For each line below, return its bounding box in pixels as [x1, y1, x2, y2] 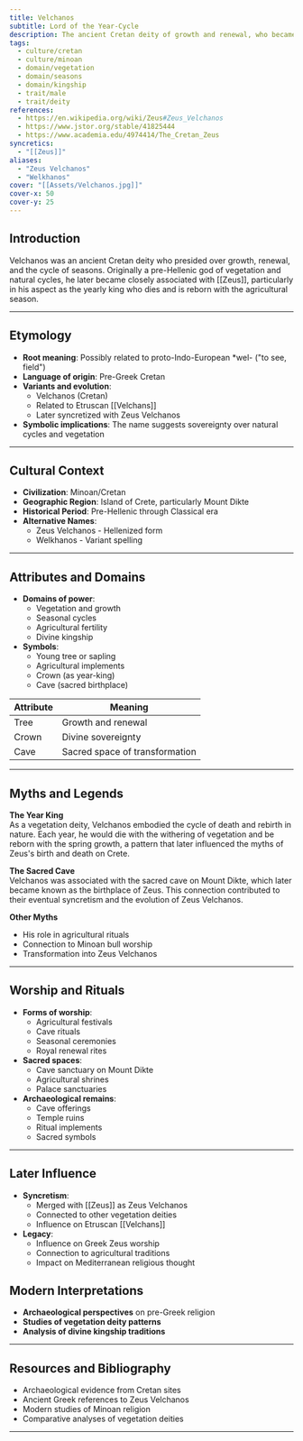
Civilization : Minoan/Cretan [22, 487, 126, 498]
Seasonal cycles [35, 612, 97, 623]
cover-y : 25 [9, 197, 54, 207]
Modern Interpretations [9, 1282, 144, 1299]
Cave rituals [35, 1025, 81, 1037]
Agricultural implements [35, 660, 125, 672]
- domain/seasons [17, 72, 83, 81]
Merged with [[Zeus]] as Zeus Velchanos [35, 1199, 188, 1210]
